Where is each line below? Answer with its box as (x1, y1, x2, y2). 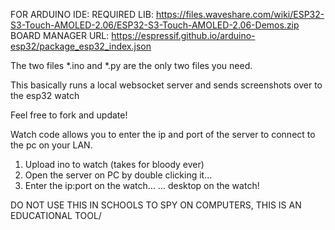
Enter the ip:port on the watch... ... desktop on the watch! (24, 180, 260, 191)
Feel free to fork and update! (10, 109, 128, 121)
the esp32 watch (10, 90, 80, 101)
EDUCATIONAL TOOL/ (10, 210, 102, 221)
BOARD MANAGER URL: (10, 30, 110, 41)
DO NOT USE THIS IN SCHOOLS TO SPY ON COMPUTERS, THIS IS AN (10, 199, 302, 211)
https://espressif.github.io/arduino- (111, 30, 256, 41)
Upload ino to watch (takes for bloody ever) (24, 159, 205, 170)
